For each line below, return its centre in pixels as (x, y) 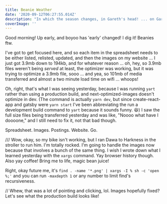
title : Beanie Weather (29, 10)
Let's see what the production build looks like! (52, 196)
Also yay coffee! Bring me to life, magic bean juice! (57, 161)
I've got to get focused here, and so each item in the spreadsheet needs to (82, 53)
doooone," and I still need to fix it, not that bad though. (61, 120)
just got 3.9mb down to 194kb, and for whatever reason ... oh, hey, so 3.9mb (83, 63)
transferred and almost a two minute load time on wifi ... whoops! (72, 79)
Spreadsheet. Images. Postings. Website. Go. (51, 130)
